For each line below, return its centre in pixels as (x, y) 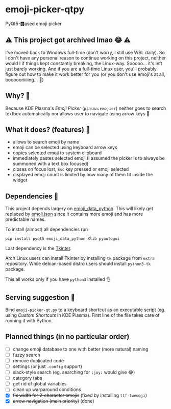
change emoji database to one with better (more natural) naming (80, 349)
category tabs (27, 378)
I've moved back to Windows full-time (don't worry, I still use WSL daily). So (85, 52)
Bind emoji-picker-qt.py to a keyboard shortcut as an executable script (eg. (86, 310)
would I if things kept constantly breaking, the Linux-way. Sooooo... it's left (84, 63)
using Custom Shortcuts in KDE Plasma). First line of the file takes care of (82, 315)
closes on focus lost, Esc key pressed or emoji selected (71, 169)
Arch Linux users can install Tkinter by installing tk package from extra (80, 258)
